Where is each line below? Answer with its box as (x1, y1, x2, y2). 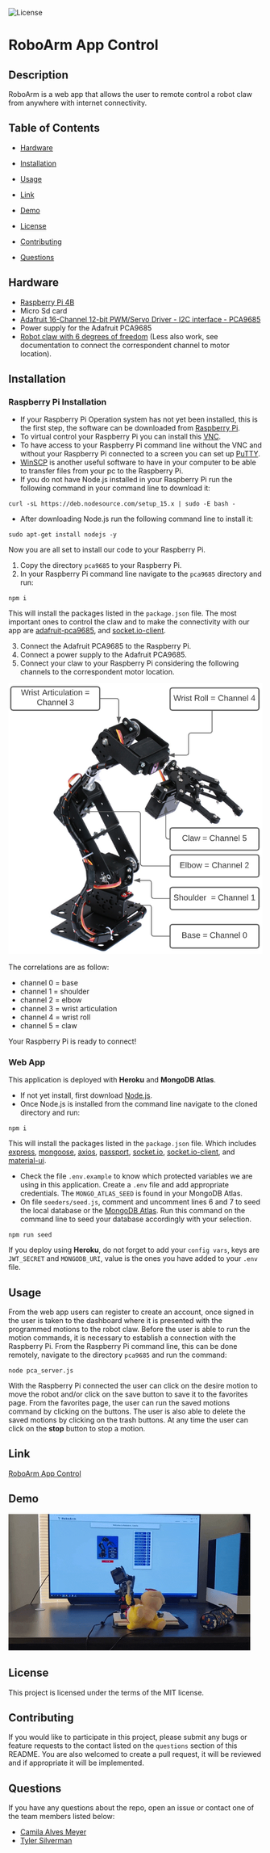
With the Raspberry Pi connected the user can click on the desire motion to (8, 1381, 258, 1391)
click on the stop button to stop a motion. (8, 1424, 146, 1434)
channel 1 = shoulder (19, 986, 90, 996)
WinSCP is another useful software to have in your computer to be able (19, 457, 256, 468)
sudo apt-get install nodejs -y (8, 531, 117, 539)
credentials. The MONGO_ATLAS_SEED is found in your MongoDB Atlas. (19, 1188, 243, 1199)
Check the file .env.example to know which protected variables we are (19, 1171, 253, 1181)
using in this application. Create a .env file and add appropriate (19, 1180, 230, 1190)
